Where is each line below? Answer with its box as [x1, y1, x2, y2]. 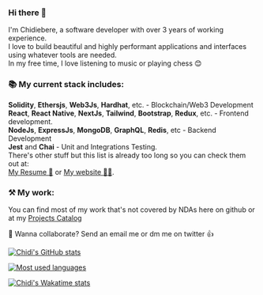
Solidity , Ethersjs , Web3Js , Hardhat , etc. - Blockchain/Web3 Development [8, 100, 254, 109]
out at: [8, 158, 29, 168]
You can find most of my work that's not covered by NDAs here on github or [8, 205, 255, 214]
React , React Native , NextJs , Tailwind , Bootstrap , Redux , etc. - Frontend [8, 108, 249, 118]
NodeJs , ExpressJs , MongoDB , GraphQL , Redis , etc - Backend [8, 125, 217, 134]
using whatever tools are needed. [8, 51, 117, 60]
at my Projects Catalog [8, 213, 82, 222]
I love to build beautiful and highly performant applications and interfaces [8, 42, 247, 51]
